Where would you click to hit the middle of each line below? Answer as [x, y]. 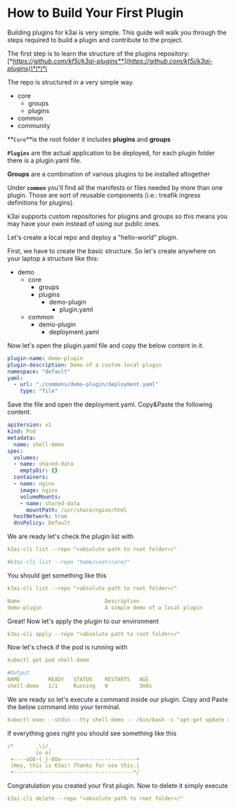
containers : [31, 477]
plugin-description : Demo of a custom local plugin [84, 365]
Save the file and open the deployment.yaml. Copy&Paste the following [110, 404]
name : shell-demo [39, 445]
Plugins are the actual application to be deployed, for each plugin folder [111, 153]
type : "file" [39, 391]
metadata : [22, 438]
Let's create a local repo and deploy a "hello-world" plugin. [93, 237]
